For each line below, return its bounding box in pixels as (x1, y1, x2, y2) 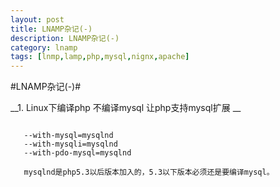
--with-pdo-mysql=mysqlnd (23, 148, 132, 158)
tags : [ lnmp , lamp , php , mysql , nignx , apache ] (10, 52, 190, 62)
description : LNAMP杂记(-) (10, 33, 120, 43)
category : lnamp (10, 42, 78, 53)
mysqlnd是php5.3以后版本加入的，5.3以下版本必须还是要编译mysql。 (23, 167, 275, 178)
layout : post (10, 14, 65, 25)
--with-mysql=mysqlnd (23, 131, 114, 141)
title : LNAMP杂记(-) (10, 24, 93, 34)
